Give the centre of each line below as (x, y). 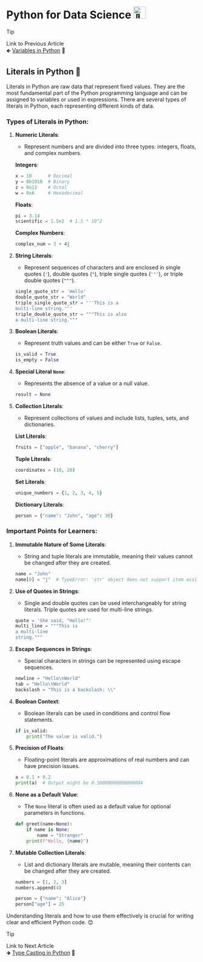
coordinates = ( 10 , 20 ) (45, 470)
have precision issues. (52, 766)
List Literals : (31, 436)
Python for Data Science (69, 15)
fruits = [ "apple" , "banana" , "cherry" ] (67, 448)
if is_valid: (32, 731)
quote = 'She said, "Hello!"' (53, 620)
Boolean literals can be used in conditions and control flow (97, 713)
